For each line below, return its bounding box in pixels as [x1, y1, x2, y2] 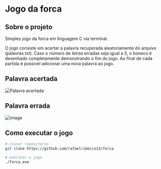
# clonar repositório [5, 142, 49, 147]
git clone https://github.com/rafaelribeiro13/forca [5, 146, 114, 151]
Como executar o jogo [5, 129, 73, 137]
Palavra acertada [5, 75, 58, 83]
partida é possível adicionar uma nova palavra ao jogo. [5, 61, 114, 66]
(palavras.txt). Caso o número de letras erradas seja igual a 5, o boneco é [5, 50, 152, 56]
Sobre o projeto [5, 23, 52, 31]
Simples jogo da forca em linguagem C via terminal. [5, 36, 108, 41]
